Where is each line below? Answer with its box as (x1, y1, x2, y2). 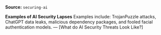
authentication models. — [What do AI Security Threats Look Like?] (5, 24, 144, 30)
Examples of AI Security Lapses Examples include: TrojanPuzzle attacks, (5, 14, 156, 19)
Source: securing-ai (5, 4, 48, 10)
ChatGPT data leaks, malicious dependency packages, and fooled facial (5, 19, 153, 25)
